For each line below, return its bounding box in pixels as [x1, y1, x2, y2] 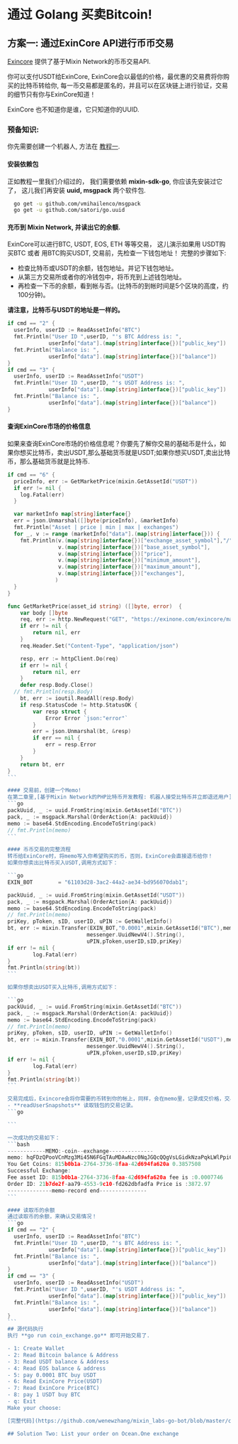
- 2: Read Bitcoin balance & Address [7, 1352, 119, 1359]
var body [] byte [20, 609, 69, 616]
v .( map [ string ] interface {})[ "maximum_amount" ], [57, 563, 201, 571]
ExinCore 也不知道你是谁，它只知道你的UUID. [7, 105, 140, 114]
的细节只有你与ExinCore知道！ [7, 90, 96, 98]
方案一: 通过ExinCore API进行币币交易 [7, 37, 174, 49]
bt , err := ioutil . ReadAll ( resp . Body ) [20, 695, 135, 702]
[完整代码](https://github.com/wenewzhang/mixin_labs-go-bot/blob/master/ [7, 1417, 229, 1424]
